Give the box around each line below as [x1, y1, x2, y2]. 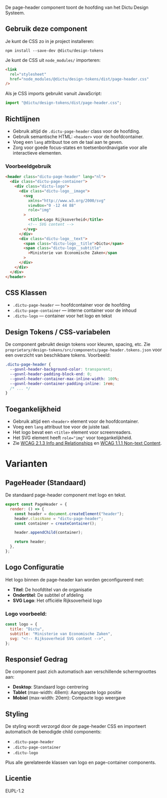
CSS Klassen [5, 288, 47, 297]
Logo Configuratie [5, 563, 65, 572]
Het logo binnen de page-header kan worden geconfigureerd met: [5, 576, 144, 583]
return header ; [14, 540, 47, 545]
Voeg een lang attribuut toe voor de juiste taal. [12, 424, 110, 430]
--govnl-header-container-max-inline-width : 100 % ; [10, 376, 120, 381]
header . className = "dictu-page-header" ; [14, 516, 103, 521]
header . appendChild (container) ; [14, 530, 83, 535]
